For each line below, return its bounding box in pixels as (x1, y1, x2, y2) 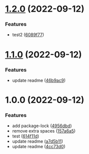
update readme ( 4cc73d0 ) (12, 144, 66, 150)
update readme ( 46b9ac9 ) (12, 77, 66, 83)
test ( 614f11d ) (12, 133, 40, 139)
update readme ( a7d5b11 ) (12, 138, 64, 144)
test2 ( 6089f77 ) (12, 32, 44, 38)
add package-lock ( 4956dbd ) (12, 123, 72, 129)
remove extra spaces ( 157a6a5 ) (12, 128, 76, 134)
